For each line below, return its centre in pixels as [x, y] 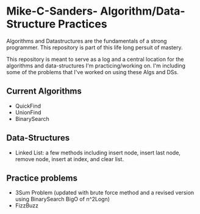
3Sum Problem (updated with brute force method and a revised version [105, 193]
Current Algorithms [44, 91]
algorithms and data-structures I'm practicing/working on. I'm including [96, 66]
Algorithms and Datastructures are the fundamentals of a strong [87, 41]
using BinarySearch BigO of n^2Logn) [62, 199]
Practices [83, 24]
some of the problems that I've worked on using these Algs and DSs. [92, 72]
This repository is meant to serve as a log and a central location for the [95, 59]
